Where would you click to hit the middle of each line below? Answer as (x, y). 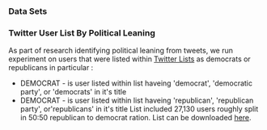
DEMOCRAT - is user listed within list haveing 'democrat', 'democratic (136, 83)
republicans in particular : (51, 68)
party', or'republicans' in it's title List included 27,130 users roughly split (139, 109)
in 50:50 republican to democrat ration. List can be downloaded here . (136, 118)
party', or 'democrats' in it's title (73, 92)
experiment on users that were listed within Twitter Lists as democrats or (129, 59)
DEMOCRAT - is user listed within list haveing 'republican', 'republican (137, 101)
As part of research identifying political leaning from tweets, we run (121, 51)
